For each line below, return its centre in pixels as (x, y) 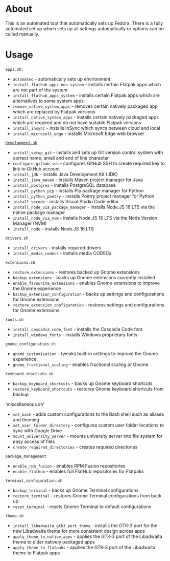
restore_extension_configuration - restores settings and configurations (89, 305)
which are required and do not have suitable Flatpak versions (77, 122)
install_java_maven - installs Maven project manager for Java (78, 180)
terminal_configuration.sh (34, 480)
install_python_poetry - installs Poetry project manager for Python (83, 196)
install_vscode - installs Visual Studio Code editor (66, 201)
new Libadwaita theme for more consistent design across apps (79, 531)
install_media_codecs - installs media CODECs (62, 253)
